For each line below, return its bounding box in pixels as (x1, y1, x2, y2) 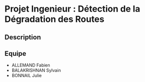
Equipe (4, 49, 26, 58)
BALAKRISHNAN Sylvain (11, 67, 62, 73)
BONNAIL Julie (11, 73, 42, 79)
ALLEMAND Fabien (11, 62, 50, 68)
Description (4, 33, 41, 41)
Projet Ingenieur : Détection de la (4, 3, 140, 15)
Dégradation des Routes (4, 14, 104, 25)
